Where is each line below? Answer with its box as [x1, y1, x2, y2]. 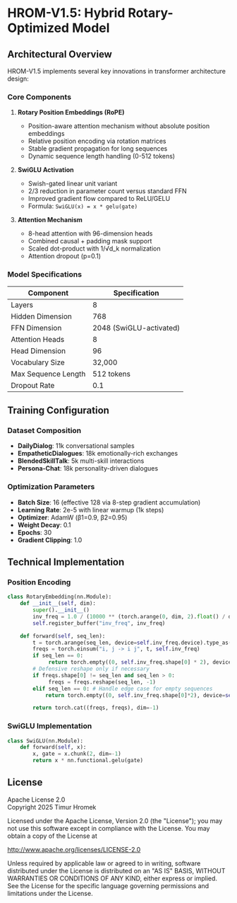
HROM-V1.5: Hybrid [7, 5, 126, 21]
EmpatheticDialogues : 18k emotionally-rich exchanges [17, 449, 178, 458]
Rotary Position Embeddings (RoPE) [17, 108, 125, 117]
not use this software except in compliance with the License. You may [7, 824, 210, 832]
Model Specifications [7, 270, 83, 280]
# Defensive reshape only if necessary [32, 665, 150, 673]
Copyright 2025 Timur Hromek [7, 803, 97, 811]
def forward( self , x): [20, 744, 87, 751]
